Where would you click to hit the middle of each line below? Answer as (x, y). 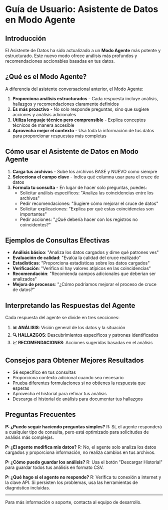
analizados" (25, 279)
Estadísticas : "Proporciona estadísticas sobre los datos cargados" (81, 263)
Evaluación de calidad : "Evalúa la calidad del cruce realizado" (76, 258)
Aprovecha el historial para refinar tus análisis (59, 394)
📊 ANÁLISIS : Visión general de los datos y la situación (69, 328)
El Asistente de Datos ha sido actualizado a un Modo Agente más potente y (83, 50)
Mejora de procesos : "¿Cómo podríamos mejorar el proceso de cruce (84, 285)
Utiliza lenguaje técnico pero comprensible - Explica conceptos (79, 120)
